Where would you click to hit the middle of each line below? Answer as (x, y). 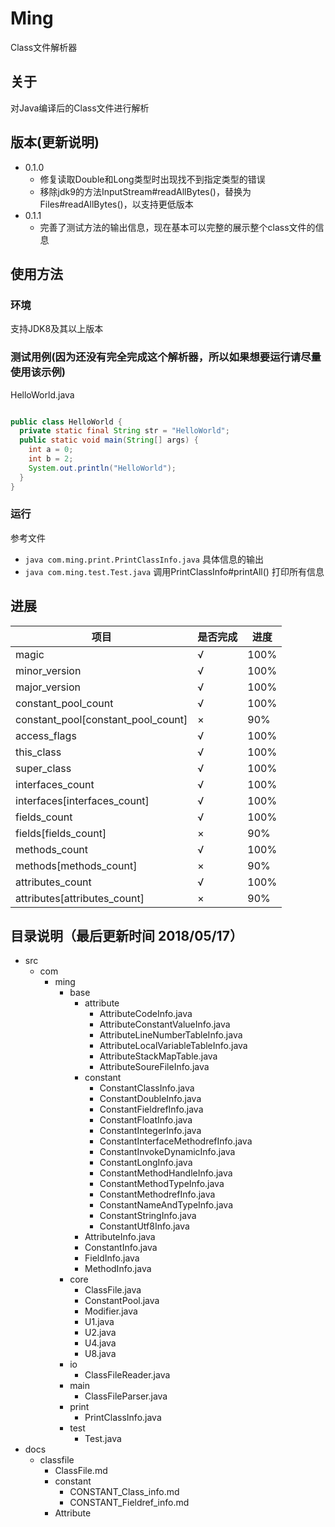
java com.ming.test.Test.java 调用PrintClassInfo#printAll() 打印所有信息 (174, 571)
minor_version (48, 670)
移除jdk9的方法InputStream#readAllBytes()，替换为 (145, 191)
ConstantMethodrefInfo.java (157, 1194)
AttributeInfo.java (120, 1237)
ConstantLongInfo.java (146, 1163)
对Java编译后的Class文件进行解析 (80, 108)
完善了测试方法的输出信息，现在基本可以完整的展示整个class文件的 (177, 227)
